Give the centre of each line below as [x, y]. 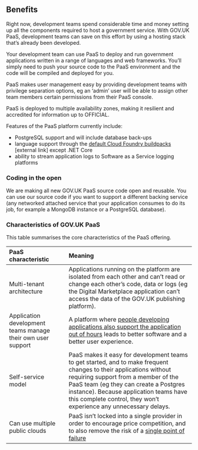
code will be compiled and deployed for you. [60, 73]
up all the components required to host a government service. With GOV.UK [98, 30]
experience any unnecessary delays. [119, 406]
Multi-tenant [27, 284]
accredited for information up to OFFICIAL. [58, 114]
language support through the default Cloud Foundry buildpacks [93, 143]
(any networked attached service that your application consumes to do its [96, 203]
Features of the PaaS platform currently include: [64, 126]
